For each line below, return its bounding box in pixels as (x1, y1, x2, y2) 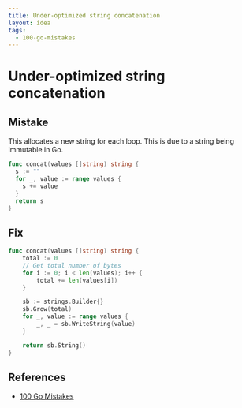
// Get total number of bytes (22, 261, 122, 269)
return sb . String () (22, 341, 87, 350)
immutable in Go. (8, 145, 64, 155)
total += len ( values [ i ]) (36, 276, 118, 284)
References (8, 370, 66, 384)
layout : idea (8, 19, 51, 27)
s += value (22, 182, 58, 190)
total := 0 (22, 254, 58, 263)
